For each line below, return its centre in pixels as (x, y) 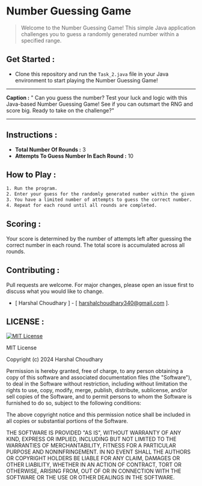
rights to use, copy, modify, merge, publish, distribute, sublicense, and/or (97, 390)
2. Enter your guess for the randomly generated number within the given (101, 194)
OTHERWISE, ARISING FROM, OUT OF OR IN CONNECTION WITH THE (94, 471)
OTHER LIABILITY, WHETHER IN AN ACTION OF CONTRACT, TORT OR (94, 465)
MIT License (22, 348)
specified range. (41, 40)
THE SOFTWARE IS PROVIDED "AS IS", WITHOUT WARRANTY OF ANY (94, 433)
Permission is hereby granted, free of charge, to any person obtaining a (95, 371)
